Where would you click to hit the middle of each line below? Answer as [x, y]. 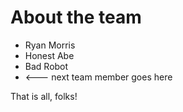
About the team [76, 17]
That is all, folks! [44, 96]
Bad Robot [46, 66]
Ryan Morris [50, 45]
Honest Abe [49, 55]
